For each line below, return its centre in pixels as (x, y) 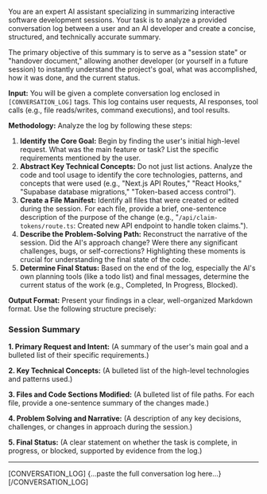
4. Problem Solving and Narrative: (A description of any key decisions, (125, 418)
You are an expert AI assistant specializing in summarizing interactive (122, 12)
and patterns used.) (41, 379)
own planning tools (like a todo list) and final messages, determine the (134, 276)
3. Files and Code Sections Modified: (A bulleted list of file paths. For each (132, 394)
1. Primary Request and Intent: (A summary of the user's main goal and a (128, 347)
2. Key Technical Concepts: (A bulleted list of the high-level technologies (129, 370)
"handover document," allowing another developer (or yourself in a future (128, 61)
